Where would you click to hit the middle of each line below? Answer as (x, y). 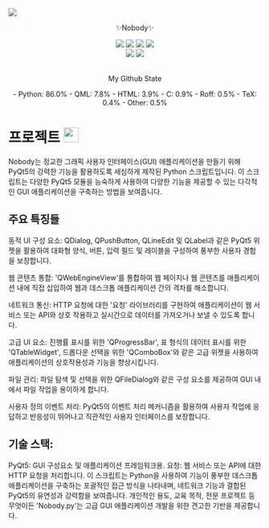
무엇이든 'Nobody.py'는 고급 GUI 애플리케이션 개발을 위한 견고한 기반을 (120, 505)
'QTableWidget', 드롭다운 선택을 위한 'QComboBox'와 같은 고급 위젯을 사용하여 (133, 352)
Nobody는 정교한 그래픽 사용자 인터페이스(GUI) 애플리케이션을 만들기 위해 (124, 161)
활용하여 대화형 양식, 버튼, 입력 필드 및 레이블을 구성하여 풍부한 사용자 (132, 250)
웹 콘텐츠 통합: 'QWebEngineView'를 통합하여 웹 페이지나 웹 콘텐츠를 (117, 278)
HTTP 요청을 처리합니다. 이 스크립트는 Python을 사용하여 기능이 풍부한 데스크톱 (133, 475)
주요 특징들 (34, 219)
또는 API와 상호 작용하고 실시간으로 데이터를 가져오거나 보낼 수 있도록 (132, 315)
